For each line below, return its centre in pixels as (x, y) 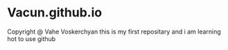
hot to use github (32, 38)
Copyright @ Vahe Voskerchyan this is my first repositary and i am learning (114, 32)
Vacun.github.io (55, 13)
